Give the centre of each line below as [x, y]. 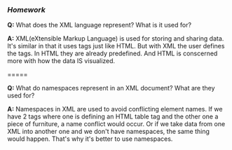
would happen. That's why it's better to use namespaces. [90, 139]
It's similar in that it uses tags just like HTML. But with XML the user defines [116, 46]
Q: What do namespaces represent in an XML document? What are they [111, 88]
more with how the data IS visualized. [61, 61]
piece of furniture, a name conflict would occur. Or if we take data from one [116, 124]
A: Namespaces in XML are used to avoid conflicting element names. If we [115, 109]
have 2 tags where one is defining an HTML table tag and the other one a [113, 116]
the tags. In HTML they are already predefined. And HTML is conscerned [112, 53]
